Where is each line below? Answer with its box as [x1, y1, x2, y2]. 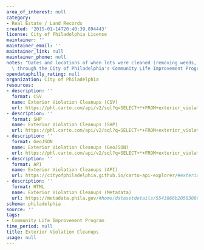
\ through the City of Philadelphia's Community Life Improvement [12, 65, 183, 72]
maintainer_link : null [6, 49, 64, 55]
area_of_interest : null [6, 8, 67, 15]
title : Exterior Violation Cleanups [6, 229, 99, 235]
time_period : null [6, 223, 53, 229]
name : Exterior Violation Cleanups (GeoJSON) [12, 144, 129, 150]
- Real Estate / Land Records [6, 20, 83, 26]
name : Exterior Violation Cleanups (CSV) [12, 99, 118, 105]
